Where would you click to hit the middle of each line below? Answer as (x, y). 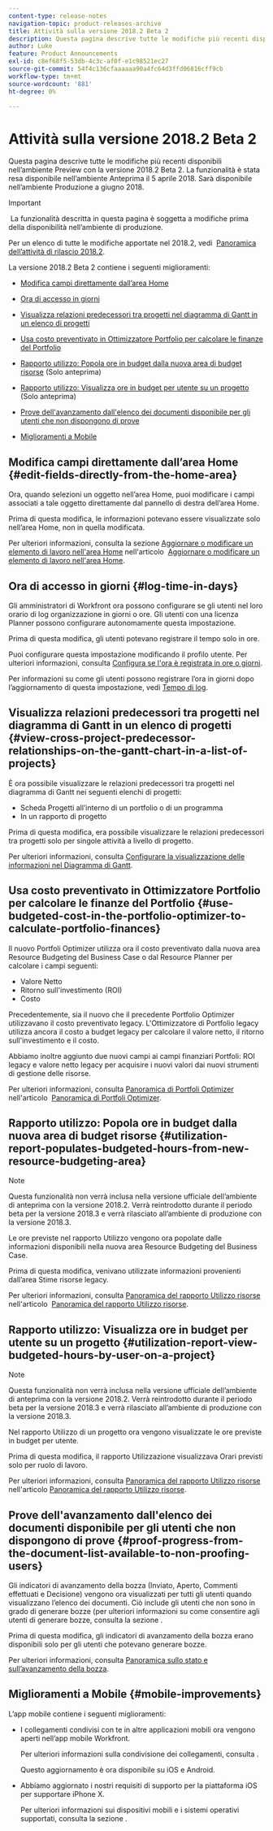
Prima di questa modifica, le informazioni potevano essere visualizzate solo (134, 519)
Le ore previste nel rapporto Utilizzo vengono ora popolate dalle (115, 1238)
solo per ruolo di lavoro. (48, 1465)
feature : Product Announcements (63, 54)
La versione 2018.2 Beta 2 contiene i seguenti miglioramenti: (109, 267)
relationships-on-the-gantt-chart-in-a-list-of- (128, 751)
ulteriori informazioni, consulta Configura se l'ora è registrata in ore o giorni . (135, 662)
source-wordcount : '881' (50, 84)
